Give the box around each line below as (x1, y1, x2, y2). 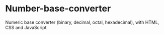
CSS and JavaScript (5, 24, 47, 30)
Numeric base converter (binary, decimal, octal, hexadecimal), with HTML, (5, 19, 159, 25)
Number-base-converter (5, 3, 111, 14)
